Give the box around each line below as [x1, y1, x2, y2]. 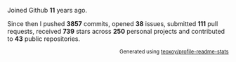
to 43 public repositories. [7, 35, 81, 43]
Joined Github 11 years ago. [7, 6, 88, 14]
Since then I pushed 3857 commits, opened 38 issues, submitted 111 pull [7, 20, 218, 27]
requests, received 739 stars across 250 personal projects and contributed [7, 27, 225, 35]
